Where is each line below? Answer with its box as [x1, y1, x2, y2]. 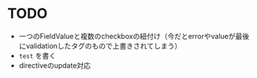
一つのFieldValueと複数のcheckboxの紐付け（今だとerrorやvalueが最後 [18, 31, 250, 41]
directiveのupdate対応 [18, 60, 91, 70]
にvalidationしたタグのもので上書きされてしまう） [18, 41, 182, 51]
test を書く [18, 51, 57, 60]
